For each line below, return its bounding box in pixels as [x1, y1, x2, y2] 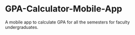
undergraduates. [5, 24, 39, 30]
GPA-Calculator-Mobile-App [5, 3, 122, 14]
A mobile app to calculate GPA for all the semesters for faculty [5, 19, 130, 25]
